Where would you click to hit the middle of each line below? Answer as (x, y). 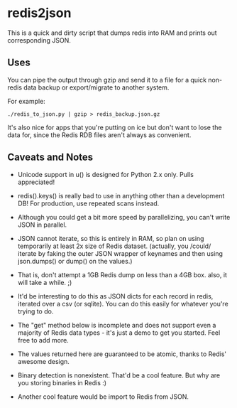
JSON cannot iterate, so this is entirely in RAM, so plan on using (111, 238)
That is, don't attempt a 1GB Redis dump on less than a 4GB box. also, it (122, 274)
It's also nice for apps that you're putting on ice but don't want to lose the (115, 127)
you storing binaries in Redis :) (62, 382)
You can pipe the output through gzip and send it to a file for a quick (107, 80)
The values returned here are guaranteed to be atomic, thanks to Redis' (122, 354)
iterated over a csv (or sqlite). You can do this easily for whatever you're (123, 304)
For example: (27, 101)
